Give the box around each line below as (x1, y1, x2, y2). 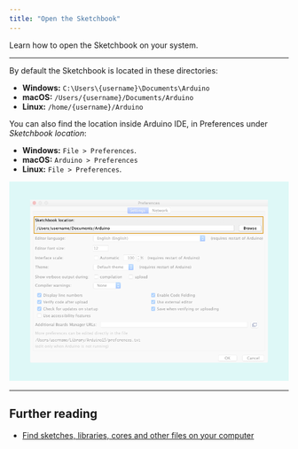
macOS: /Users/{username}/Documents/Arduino (21, 91, 194, 102)
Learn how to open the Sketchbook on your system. (9, 40, 199, 50)
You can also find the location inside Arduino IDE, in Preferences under (9, 118, 268, 128)
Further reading (9, 406, 98, 422)
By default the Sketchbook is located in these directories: (9, 65, 219, 75)
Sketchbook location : (9, 128, 87, 138)
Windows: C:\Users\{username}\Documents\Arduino (21, 82, 210, 93)
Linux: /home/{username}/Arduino (21, 101, 144, 112)
